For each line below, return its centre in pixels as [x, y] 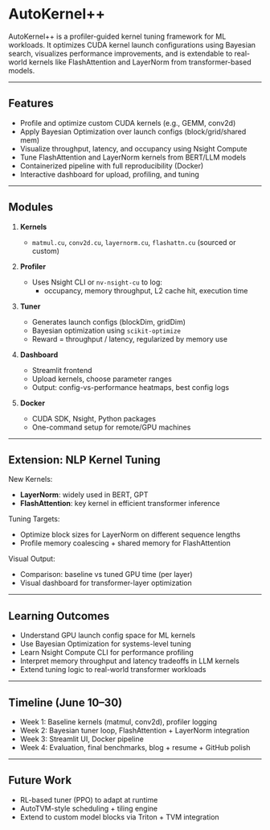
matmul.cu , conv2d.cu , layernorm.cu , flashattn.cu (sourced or [134, 242]
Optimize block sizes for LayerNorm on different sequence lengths [130, 535]
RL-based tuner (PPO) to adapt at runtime [89, 799]
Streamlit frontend [62, 370]
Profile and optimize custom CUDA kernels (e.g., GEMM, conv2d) [128, 122]
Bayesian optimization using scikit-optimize [106, 330]
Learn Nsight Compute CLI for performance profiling [107, 653]
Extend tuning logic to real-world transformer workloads [113, 670]
